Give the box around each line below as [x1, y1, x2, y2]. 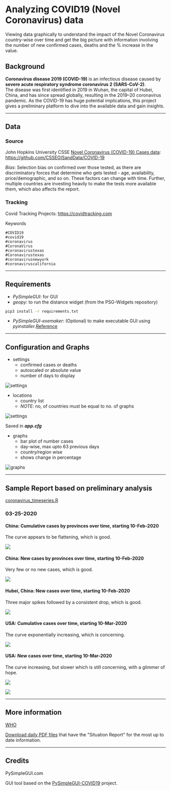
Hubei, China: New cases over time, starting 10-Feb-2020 [5, 587, 130, 594]
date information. [5, 737, 42, 743]
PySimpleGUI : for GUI [12, 293, 58, 299]
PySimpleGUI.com [5, 770, 43, 776]
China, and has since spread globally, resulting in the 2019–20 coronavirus [5, 92, 161, 98]
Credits [5, 756, 30, 765]
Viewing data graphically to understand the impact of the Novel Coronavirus [5, 31, 165, 37]
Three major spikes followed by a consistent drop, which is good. [5, 599, 142, 605]
